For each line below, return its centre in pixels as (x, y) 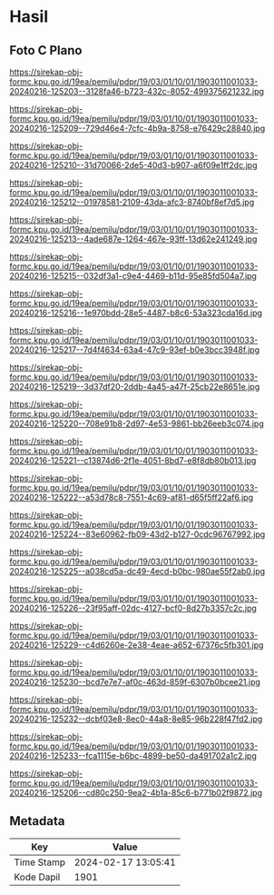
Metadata (37, 821)
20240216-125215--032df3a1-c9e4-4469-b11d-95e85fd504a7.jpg (133, 276)
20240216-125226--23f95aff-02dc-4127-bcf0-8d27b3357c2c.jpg (133, 608)
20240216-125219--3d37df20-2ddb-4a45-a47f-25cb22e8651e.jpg (135, 387)
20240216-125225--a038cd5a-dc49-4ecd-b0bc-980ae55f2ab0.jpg (137, 571)
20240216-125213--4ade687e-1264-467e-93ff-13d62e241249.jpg (133, 239)
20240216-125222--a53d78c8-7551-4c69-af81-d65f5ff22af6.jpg (132, 497)
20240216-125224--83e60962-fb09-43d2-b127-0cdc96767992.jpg (137, 534)
